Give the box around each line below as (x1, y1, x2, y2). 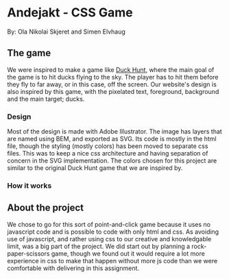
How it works (7, 180, 52, 190)
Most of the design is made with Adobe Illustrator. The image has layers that (7, 128, 223, 136)
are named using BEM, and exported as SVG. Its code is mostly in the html (7, 135, 217, 143)
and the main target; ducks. (7, 95, 85, 103)
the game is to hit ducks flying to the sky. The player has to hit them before (7, 73, 219, 81)
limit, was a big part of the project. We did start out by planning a (7, 242, 191, 250)
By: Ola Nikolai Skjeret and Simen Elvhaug (7, 27, 125, 36)
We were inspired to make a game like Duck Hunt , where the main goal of (7, 65, 215, 73)
